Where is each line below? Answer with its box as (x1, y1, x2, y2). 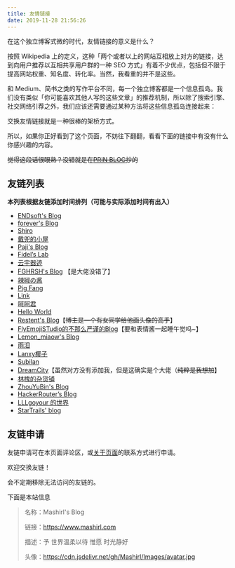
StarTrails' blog (17, 406, 62, 414)
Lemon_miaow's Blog (17, 332, 79, 341)
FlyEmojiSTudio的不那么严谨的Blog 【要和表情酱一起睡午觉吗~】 (17, 325, 202, 333)
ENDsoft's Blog (17, 212, 62, 220)
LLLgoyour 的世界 (17, 398, 69, 407)
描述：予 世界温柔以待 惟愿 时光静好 (24, 538, 128, 546)
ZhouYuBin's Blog (17, 383, 69, 391)
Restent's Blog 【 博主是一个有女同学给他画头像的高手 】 (17, 316, 177, 325)
